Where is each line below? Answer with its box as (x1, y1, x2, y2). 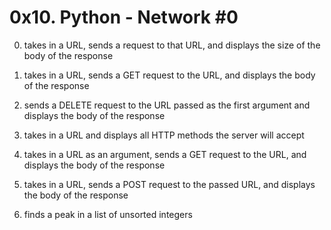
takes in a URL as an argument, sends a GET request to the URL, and (23, 148, 307, 160)
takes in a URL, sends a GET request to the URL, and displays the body (23, 69, 316, 81)
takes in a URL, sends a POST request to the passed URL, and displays (23, 178, 316, 190)
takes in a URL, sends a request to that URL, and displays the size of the (23, 39, 321, 51)
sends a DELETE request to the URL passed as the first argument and (23, 99, 311, 111)
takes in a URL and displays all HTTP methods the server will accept (23, 129, 305, 141)
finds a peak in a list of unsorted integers (23, 208, 193, 220)
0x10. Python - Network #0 (9, 6, 239, 29)
